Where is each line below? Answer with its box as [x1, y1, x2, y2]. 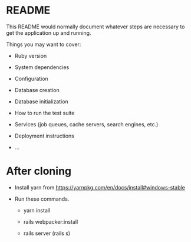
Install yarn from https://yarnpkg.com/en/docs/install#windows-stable [14, 184, 186, 191]
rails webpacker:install [23, 218, 78, 225]
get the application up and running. [6, 29, 91, 36]
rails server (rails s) [23, 230, 71, 237]
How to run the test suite [14, 109, 75, 116]
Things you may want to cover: [6, 41, 81, 48]
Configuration [14, 75, 48, 82]
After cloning [6, 165, 72, 178]
